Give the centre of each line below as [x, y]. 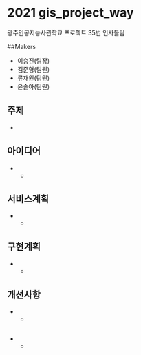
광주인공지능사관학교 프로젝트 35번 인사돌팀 [66, 32]
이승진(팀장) [33, 61]
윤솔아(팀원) [33, 86]
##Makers [22, 46]
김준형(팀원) [33, 69]
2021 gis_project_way [70, 13]
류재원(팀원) [33, 78]
